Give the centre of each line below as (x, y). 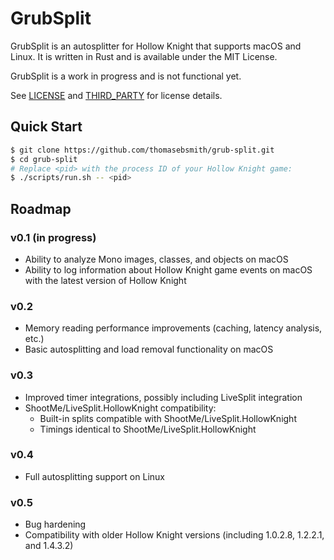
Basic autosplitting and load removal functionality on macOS (149, 349)
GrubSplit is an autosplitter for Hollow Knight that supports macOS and (156, 46)
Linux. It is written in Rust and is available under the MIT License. (144, 56)
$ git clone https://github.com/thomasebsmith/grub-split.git (142, 150)
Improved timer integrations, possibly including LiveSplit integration (163, 397)
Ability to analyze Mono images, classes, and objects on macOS (156, 259)
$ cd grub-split (44, 159)
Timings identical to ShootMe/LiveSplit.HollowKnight (148, 429)
